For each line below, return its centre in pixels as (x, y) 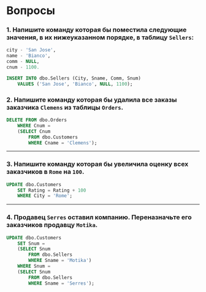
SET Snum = (31, 243)
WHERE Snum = (34, 266)
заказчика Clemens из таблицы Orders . (65, 107)
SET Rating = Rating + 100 (52, 190)
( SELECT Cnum (34, 131)
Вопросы (31, 11)
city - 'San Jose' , (31, 50)
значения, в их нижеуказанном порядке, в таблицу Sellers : (100, 37)
